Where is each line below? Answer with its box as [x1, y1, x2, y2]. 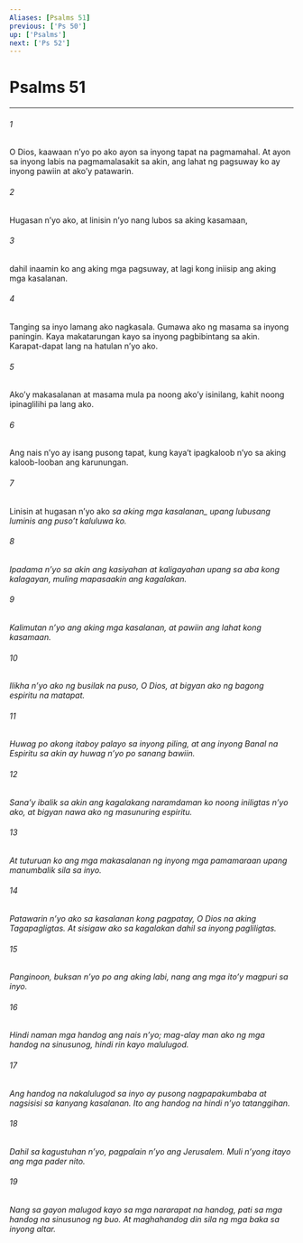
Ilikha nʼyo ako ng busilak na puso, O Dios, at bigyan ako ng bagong [9, 681, 264, 691]
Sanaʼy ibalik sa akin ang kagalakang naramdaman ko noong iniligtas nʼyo [9, 796, 289, 808]
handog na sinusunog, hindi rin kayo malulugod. [9, 1039, 189, 1050]
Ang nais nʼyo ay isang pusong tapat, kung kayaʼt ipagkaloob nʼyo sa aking [9, 448, 287, 459]
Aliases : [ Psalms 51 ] [9, 13, 91, 23]
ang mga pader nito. [9, 1155, 86, 1166]
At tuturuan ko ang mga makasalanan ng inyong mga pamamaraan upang [9, 855, 288, 866]
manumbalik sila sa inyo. [9, 864, 102, 876]
